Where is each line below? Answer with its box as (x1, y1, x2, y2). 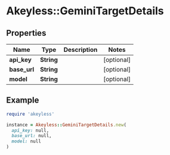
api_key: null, (11, 127, 50, 134)
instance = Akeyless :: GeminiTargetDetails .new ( (6, 122, 127, 128)
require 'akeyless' (6, 111, 55, 117)
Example (6, 95, 39, 106)
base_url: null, (11, 133, 52, 139)
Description (63, 46, 98, 54)
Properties (6, 28, 47, 38)
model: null (11, 138, 42, 144)
